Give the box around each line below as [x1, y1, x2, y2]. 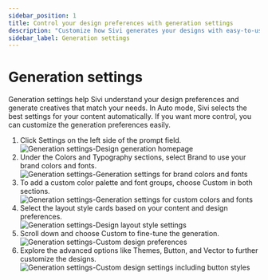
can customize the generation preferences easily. [8, 120, 171, 130]
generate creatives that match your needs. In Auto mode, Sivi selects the [8, 103, 247, 112]
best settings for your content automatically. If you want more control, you [8, 112, 252, 121]
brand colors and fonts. [19, 161, 97, 171]
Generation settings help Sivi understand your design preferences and [8, 95, 239, 105]
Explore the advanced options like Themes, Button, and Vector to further [19, 246, 258, 255]
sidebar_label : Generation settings [8, 34, 130, 42]
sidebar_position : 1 [8, 11, 77, 20]
